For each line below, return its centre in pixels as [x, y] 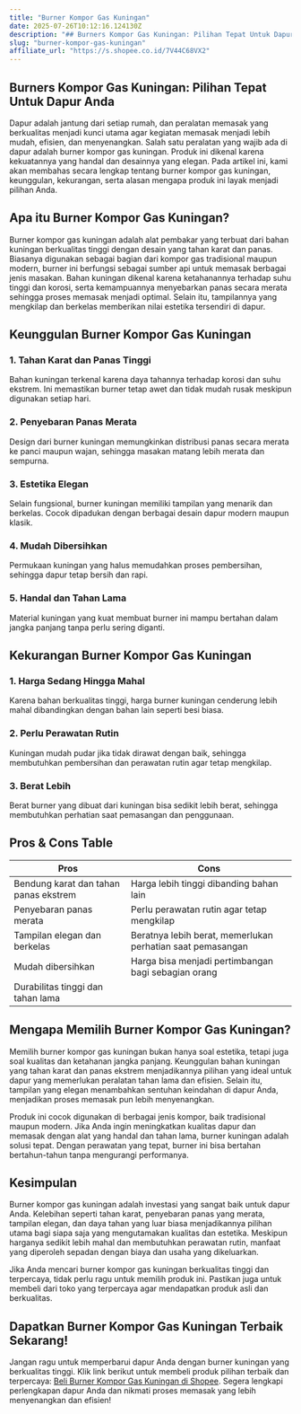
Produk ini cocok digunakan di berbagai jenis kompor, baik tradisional [138, 1116]
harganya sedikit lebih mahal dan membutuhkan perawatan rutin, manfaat [145, 1243]
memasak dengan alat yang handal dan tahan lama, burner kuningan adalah [149, 1136]
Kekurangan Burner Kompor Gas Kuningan [131, 656]
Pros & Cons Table [61, 843]
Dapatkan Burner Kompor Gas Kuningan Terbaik [146, 1326]
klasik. [21, 523]
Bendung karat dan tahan [67, 883]
